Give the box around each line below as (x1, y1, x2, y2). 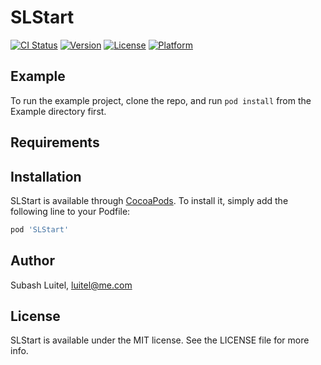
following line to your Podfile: (10, 205, 131, 217)
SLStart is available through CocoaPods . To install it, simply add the (10, 194, 289, 206)
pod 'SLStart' (10, 224, 70, 235)
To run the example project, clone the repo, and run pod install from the (10, 94, 312, 106)
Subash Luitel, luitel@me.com (10, 279, 133, 291)
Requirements (10, 134, 100, 151)
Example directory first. (10, 105, 107, 117)
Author (10, 252, 55, 270)
